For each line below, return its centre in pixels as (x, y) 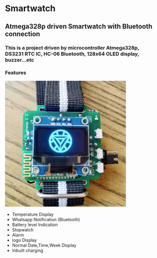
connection (22, 34)
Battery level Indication (35, 225)
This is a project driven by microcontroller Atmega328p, (72, 48)
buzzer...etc (20, 60)
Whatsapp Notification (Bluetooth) (46, 219)
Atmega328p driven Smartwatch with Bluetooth (79, 26)
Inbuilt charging (28, 250)
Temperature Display (33, 214)
